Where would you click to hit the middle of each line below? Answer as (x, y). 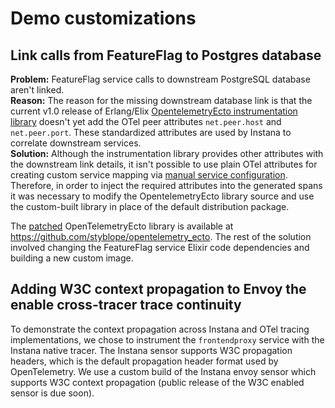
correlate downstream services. (76, 143)
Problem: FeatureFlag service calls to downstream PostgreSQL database (160, 79)
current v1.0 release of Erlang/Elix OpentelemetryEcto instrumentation (154, 111)
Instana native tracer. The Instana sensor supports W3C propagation (151, 350)
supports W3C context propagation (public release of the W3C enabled (157, 382)
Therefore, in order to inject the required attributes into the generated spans (166, 185)
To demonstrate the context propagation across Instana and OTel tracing (160, 329)
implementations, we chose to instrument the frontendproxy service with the (167, 339)
